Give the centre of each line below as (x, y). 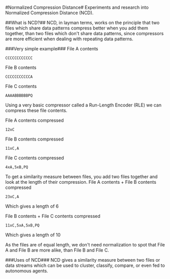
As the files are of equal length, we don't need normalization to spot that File (85, 245)
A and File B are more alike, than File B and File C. (57, 250)
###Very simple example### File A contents (52, 49)
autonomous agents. (27, 271)
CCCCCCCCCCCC (19, 58)
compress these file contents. (36, 110)
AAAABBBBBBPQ (19, 96)
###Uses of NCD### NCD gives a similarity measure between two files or (83, 260)
